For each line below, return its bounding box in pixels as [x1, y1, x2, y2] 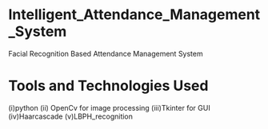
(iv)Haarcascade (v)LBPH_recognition [8, 111, 134, 121]
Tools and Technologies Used [8, 77, 209, 95]
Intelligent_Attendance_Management [8, 6, 261, 24]
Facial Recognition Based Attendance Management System [8, 49, 203, 58]
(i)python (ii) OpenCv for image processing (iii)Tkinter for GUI [8, 103, 210, 112]
